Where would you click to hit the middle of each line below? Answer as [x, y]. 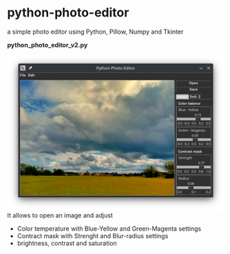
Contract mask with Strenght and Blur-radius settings [93, 236]
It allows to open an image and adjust [60, 216]
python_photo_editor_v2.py [48, 45]
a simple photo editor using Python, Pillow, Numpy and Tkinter [95, 32]
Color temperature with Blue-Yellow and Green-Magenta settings [109, 229]
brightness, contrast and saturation [67, 243]
